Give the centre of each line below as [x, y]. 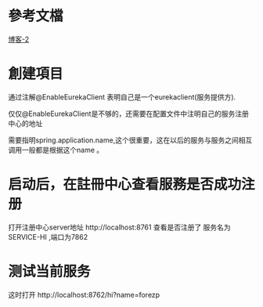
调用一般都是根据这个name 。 [56, 150]
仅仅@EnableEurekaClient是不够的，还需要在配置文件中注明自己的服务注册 [128, 114]
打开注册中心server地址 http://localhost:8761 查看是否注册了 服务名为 [119, 227]
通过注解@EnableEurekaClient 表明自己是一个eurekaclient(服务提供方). [122, 97]
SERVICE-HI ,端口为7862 [48, 237]
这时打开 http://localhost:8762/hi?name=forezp [84, 294]
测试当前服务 [50, 272]
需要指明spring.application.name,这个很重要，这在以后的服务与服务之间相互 [130, 140]
